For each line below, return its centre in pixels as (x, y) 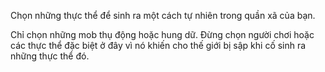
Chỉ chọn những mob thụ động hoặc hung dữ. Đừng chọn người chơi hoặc (162, 34)
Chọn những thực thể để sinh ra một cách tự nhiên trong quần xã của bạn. (163, 15)
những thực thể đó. (50, 56)
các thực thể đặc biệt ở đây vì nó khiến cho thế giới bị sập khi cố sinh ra (158, 45)
